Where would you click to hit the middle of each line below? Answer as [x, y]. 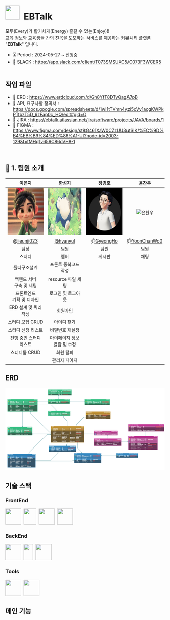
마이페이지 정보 [65, 338]
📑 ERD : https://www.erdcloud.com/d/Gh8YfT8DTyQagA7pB [75, 97]
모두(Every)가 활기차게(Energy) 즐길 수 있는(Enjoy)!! [57, 31]
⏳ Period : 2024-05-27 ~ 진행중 [45, 55]
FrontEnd [17, 500]
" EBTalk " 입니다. [22, 44]
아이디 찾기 [65, 322]
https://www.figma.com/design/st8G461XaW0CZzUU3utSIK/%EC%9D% [88, 130]
